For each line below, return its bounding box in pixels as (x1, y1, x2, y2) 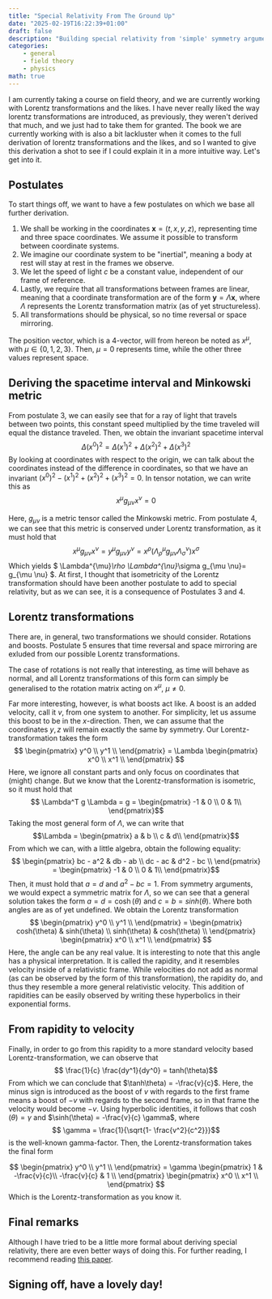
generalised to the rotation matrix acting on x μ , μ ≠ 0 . (8, 682, 186, 693)
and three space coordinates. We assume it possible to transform (19, 233, 239, 242)
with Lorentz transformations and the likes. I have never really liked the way (8, 103, 261, 113)
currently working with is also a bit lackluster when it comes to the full (8, 129, 241, 139)
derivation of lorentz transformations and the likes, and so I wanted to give (8, 137, 257, 147)
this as (8, 481, 31, 491)
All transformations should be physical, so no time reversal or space (19, 310, 247, 320)
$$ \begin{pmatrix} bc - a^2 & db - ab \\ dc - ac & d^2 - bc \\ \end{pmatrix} (11, 857, 261, 866)
